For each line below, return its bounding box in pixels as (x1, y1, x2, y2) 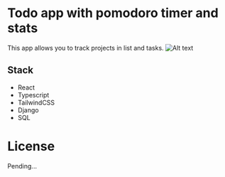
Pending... (7, 161, 38, 170)
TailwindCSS (17, 98, 55, 107)
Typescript (17, 90, 50, 99)
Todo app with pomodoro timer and (7, 5, 219, 21)
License (7, 138, 55, 154)
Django (17, 105, 39, 114)
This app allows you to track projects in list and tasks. (7, 43, 165, 52)
